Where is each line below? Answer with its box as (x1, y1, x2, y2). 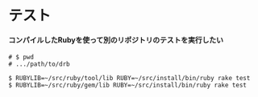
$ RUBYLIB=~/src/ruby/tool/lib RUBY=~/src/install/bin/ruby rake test (8, 75, 251, 83)
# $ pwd (8, 53, 35, 62)
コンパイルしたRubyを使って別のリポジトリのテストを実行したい (8, 34, 224, 44)
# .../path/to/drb (8, 60, 70, 68)
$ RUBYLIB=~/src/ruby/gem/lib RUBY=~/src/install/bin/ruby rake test (8, 81, 248, 90)
